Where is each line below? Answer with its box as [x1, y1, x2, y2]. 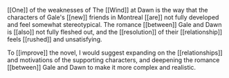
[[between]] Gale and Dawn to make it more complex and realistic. [7, 64, 196, 71]
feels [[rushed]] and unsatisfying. [7, 35, 102, 43]
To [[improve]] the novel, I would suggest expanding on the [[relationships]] [7, 48, 223, 57]
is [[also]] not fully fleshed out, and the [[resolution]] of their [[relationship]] [7, 28, 223, 36]
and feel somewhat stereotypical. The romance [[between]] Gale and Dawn [7, 21, 222, 28]
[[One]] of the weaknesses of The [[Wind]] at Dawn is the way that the [7, 6, 208, 14]
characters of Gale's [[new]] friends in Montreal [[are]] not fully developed [7, 13, 219, 21]
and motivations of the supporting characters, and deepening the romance [7, 56, 220, 64]
